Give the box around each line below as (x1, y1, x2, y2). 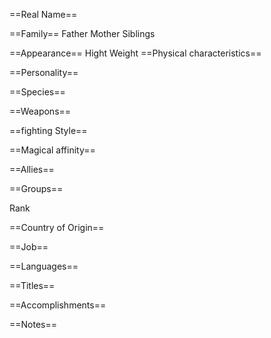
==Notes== (9, 319, 57, 330)
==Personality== (9, 67, 79, 78)
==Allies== (9, 164, 55, 175)
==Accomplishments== (9, 299, 107, 311)
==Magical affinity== (9, 144, 96, 156)
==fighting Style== (9, 125, 88, 136)
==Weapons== (9, 105, 72, 117)
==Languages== (9, 260, 79, 272)
